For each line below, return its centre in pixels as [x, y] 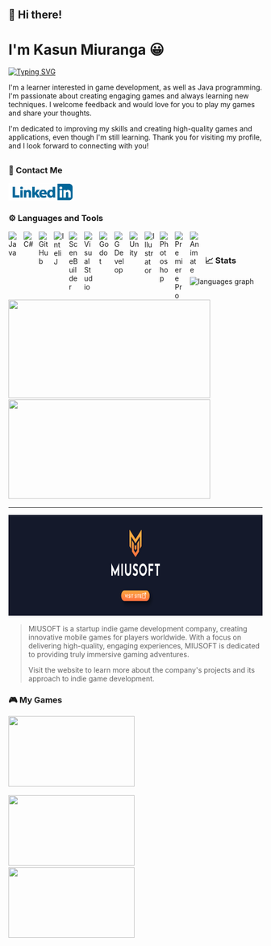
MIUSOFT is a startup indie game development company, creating [138, 628]
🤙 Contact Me [35, 170]
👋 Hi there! [35, 15]
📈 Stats [221, 260]
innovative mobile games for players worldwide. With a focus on [135, 637]
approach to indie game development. [91, 678]
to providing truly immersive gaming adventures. [108, 654]
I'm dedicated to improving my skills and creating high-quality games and [130, 129]
